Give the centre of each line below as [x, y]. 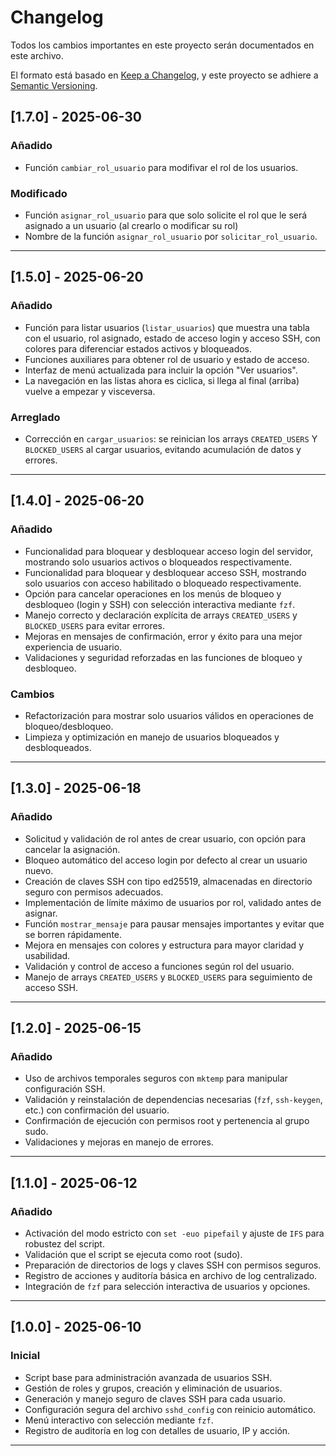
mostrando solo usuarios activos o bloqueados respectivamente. [158, 562]
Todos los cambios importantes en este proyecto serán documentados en [162, 45]
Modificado [39, 193]
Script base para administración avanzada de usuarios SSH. [148, 1377]
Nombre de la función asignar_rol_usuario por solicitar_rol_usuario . [171, 236]
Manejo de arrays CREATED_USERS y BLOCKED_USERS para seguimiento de [168, 977]
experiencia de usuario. [73, 647]
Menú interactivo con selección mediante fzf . [119, 1420]
